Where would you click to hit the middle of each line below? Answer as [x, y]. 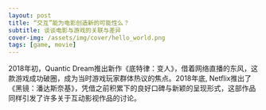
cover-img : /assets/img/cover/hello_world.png [87, 38]
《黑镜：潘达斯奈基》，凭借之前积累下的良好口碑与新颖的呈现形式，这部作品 [132, 89]
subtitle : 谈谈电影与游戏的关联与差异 [65, 30]
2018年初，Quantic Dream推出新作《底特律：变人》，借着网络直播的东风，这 [133, 69]
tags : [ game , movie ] [43, 45]
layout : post [30, 15]
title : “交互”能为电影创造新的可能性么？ [69, 23]
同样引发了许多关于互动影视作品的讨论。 [74, 98]
